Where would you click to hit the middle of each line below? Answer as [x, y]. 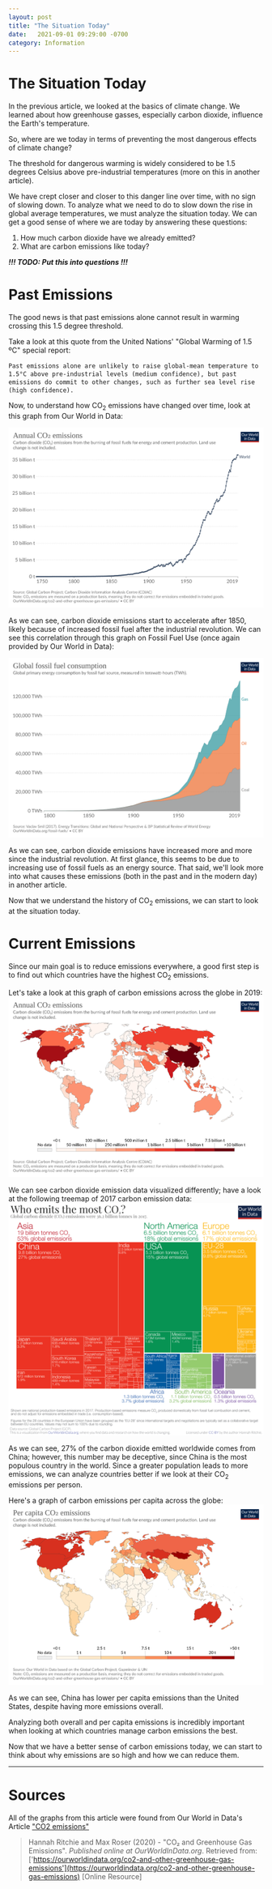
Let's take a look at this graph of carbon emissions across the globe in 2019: [136, 992]
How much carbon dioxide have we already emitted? [108, 238]
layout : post [30, 17]
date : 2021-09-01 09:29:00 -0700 [68, 34]
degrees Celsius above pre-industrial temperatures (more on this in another [134, 172]
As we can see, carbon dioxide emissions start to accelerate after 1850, [127, 620]
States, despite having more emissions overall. [86, 1706]
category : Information [47, 43]
